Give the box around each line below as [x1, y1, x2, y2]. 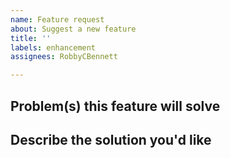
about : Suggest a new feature [10, 24, 137, 34]
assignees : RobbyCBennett [10, 52, 118, 62]
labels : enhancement [10, 42, 97, 53]
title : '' [10, 33, 52, 43]
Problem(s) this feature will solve [10, 97, 221, 115]
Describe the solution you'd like [10, 131, 212, 148]
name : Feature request [10, 14, 105, 25]
